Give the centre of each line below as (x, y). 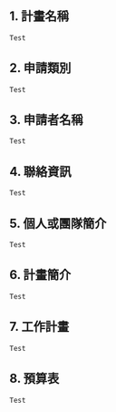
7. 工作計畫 (39, 327)
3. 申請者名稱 (46, 120)
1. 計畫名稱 (39, 16)
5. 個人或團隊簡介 (58, 223)
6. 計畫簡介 (40, 275)
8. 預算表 (34, 379)
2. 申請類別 (40, 68)
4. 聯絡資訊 (40, 171)
